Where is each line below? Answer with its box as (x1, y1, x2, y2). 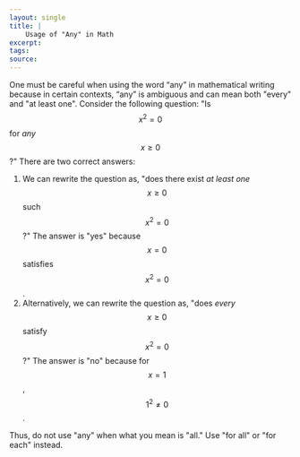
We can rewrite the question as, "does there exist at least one (21, 173, 251, 184)
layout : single (9, 13, 66, 22)
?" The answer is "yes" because (21, 230, 141, 242)
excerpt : (9, 38, 42, 47)
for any (9, 127, 36, 139)
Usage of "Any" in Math (25, 30, 115, 39)
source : (9, 55, 39, 64)
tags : (9, 47, 30, 56)
